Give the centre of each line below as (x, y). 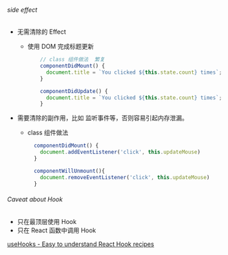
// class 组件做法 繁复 (73, 60)
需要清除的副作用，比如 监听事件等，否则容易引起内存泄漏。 (102, 118)
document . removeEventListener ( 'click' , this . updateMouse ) (125, 177)
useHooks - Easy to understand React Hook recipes (81, 244)
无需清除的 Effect (42, 32)
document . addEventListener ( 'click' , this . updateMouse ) (121, 152)
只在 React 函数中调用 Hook (56, 230)
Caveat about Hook (35, 199)
